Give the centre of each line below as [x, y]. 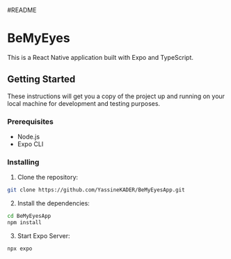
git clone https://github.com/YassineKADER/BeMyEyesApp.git [96, 190]
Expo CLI [30, 144]
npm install [24, 223]
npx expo [20, 249]
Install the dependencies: [54, 203]
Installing [23, 162]
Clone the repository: [48, 178]
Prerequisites [30, 121]
